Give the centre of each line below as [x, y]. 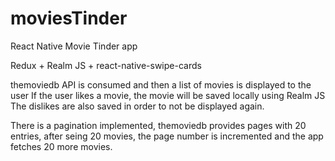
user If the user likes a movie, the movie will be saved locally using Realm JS [168, 95]
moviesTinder [69, 18]
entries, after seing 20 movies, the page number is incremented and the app [167, 136]
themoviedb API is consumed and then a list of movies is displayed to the [161, 84]
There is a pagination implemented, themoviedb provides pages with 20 [158, 125]
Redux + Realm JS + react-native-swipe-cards [106, 65]
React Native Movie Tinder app [74, 46]
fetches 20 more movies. [61, 146]
